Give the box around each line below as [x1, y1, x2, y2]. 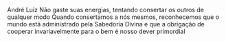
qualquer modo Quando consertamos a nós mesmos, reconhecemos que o [7, 13, 220, 21]
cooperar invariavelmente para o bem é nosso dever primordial [7, 27, 185, 35]
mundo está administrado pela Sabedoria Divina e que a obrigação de [7, 20, 205, 28]
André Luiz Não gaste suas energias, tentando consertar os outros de [7, 6, 205, 14]
